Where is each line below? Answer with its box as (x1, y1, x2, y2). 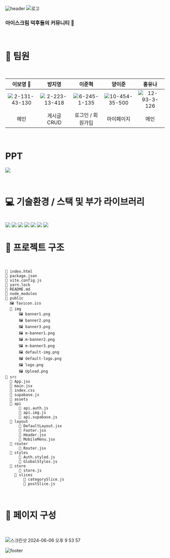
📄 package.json (5, 274, 37, 279)
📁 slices (14, 473, 33, 478)
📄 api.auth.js (18, 406, 49, 411)
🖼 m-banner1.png (18, 331, 55, 336)
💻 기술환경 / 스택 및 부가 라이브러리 (5, 196, 145, 208)
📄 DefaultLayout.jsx (18, 424, 62, 429)
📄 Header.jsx (18, 432, 47, 437)
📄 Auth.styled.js (18, 455, 56, 460)
